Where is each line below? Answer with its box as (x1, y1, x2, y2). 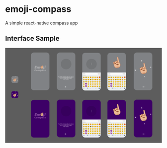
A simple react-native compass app (5, 20, 78, 26)
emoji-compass (5, 3, 72, 15)
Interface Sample (5, 34, 60, 43)
